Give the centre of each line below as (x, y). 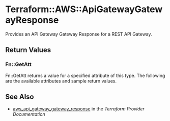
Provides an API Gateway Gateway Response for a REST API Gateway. (79, 34)
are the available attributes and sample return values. (61, 81)
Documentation (29, 114)
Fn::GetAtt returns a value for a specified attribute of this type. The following (85, 75)
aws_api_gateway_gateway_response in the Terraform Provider (78, 109)
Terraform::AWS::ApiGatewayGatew (84, 9)
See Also (20, 97)
